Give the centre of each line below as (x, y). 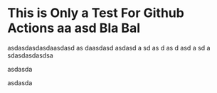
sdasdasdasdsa (30, 55)
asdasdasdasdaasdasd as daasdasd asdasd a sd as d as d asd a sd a (109, 48)
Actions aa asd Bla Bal (74, 28)
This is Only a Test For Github (96, 13)
